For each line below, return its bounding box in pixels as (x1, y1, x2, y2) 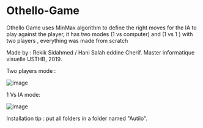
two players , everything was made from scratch (6, 37, 128, 44)
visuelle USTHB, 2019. (6, 55, 62, 62)
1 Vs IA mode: (6, 91, 41, 98)
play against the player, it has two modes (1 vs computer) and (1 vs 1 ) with (6, 30, 193, 37)
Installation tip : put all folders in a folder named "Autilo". (6, 115, 148, 122)
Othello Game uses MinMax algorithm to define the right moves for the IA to (6, 24, 197, 31)
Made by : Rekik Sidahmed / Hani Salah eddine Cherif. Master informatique (6, 48, 195, 56)
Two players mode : (6, 67, 56, 74)
